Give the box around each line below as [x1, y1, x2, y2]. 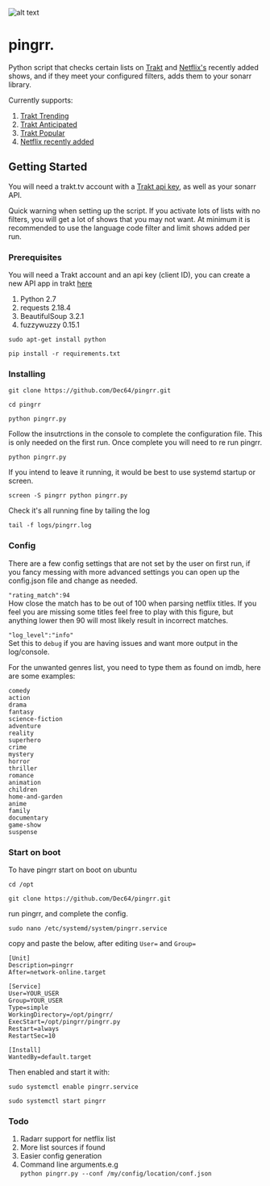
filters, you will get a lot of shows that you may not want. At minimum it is [8, 214, 251, 224]
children [8, 786, 38, 794]
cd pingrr [8, 400, 42, 409]
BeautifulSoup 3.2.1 [19, 312, 85, 321]
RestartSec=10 [8, 1032, 56, 1040]
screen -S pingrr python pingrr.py [8, 492, 128, 500]
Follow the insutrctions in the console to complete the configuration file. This [8, 429, 263, 439]
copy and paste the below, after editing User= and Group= [8, 938, 196, 948]
